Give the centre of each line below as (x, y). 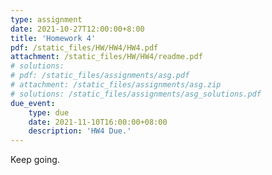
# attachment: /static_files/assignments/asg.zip (116, 85)
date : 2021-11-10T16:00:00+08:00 (98, 122)
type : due (49, 112)
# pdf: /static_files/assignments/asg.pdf (100, 76)
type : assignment (46, 19)
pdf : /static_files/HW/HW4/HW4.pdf (84, 47)
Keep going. (35, 160)
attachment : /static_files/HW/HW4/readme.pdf (106, 57)
